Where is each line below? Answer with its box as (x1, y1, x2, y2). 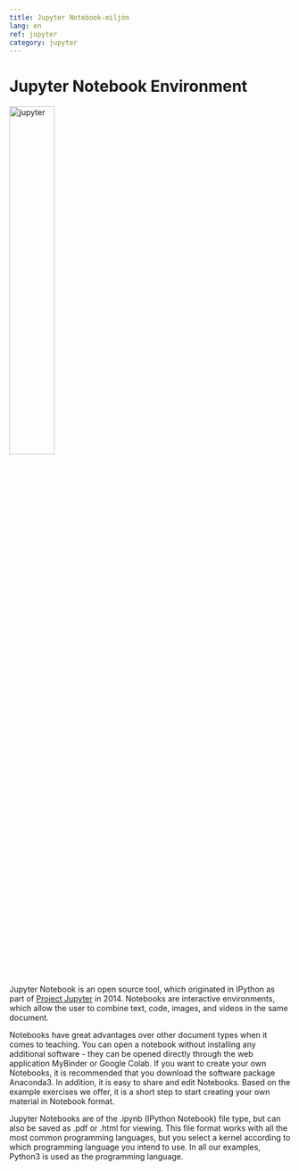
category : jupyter (9, 37, 78, 47)
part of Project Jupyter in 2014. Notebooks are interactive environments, (9, 993, 275, 1004)
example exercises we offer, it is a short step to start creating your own (9, 1086, 270, 1098)
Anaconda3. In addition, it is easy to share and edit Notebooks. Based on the (9, 1077, 291, 1088)
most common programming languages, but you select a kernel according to (9, 1133, 291, 1143)
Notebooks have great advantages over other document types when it (9, 1030, 268, 1041)
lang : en (9, 21, 42, 30)
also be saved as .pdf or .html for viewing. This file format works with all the (9, 1123, 288, 1134)
